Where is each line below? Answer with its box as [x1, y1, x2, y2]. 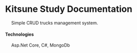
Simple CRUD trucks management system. [11, 20, 98, 26]
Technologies [5, 31, 34, 37]
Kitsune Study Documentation [5, 3, 133, 15]
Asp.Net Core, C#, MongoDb [11, 42, 70, 48]
